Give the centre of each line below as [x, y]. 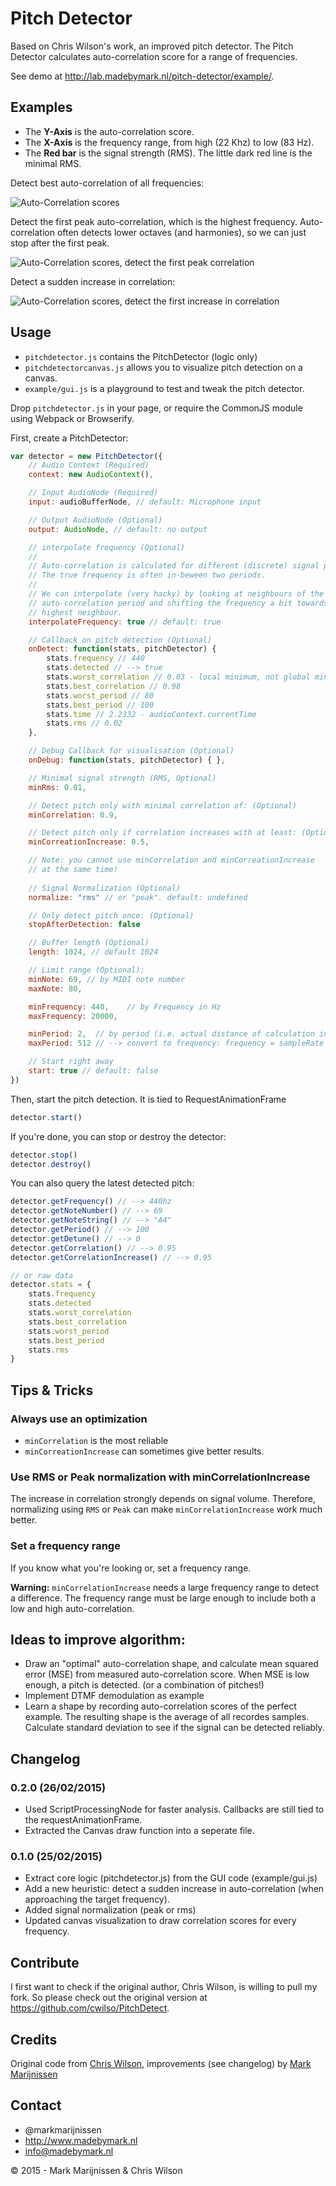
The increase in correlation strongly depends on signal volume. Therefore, [163, 1499]
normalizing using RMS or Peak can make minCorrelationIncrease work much [166, 1509]
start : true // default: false [93, 1071]
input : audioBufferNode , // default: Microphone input [145, 502]
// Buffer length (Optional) [89, 943]
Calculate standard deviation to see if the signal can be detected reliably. [174, 1728]
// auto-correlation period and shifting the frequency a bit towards [178, 603]
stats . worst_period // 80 [100, 695]
